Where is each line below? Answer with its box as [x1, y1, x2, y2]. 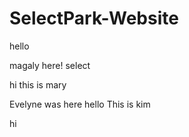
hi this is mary [9, 78, 67, 91]
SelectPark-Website [9, 7, 179, 30]
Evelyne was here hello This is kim [9, 98, 151, 110]
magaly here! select [9, 59, 91, 71]
